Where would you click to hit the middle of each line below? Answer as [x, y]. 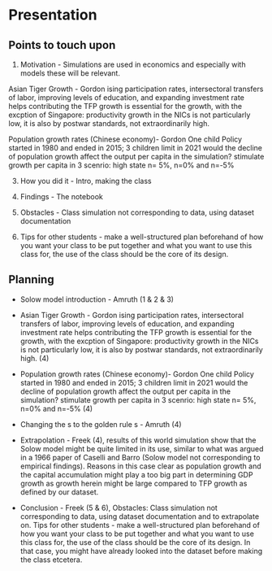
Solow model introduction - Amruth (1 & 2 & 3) [97, 299]
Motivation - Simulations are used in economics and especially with [133, 64]
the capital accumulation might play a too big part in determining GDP [136, 474]
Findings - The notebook [61, 196]
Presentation [53, 15]
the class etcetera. [51, 560]
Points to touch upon [62, 45]
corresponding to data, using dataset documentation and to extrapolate [140, 516]
